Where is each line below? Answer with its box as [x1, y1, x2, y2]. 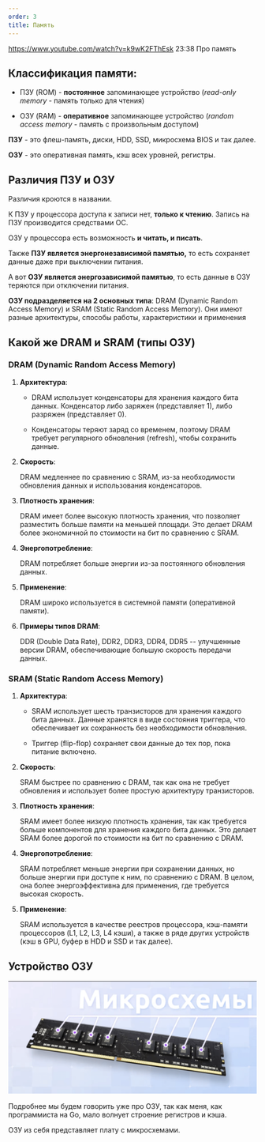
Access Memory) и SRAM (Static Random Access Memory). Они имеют [8, 304, 243, 314]
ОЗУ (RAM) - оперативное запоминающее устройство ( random [19, 111, 234, 121]
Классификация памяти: [8, 66, 137, 80]
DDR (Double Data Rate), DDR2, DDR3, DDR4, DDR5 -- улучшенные [19, 636, 241, 646]
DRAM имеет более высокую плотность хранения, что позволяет [19, 511, 241, 521]
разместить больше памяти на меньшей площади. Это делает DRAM [19, 519, 252, 529]
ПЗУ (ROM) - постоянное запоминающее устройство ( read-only [19, 88, 237, 97]
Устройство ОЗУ [8, 959, 94, 973]
